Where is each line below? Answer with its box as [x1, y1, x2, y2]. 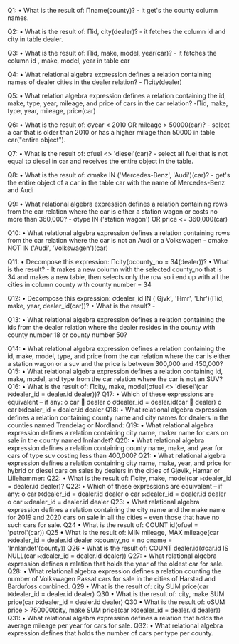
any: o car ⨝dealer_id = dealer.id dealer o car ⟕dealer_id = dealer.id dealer [7, 489, 227, 498]
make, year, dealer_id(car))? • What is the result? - [7, 302, 156, 310]
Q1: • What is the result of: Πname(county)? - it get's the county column [7, 6, 218, 14]
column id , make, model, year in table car [7, 56, 130, 65]
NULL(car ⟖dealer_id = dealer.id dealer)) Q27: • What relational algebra [7, 551, 217, 560]
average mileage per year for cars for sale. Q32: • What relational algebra [7, 621, 223, 630]
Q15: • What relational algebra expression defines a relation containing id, [7, 367, 223, 375]
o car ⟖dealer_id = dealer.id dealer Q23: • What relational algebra [7, 498, 200, 506]
